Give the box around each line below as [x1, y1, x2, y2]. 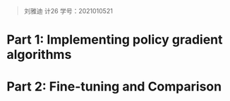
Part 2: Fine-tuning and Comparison [6, 79, 222, 95]
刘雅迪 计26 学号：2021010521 [23, 7, 114, 15]
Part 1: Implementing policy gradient [6, 32, 223, 48]
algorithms [6, 47, 72, 62]
